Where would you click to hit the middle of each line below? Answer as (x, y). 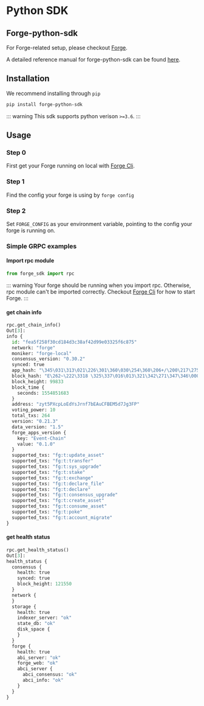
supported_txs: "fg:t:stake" (49, 472)
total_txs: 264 (31, 416)
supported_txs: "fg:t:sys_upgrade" (57, 467)
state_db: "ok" (36, 624)
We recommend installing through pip (53, 93)
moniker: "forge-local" (42, 353)
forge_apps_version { (39, 432)
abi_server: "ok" (39, 658)
